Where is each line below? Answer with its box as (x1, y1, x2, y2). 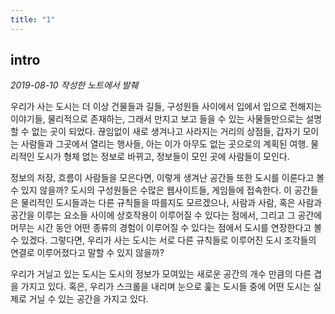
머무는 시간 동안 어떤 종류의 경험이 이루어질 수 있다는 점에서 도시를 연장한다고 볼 (10, 222, 323, 234)
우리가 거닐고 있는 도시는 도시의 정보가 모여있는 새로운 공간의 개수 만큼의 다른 (10, 268, 312, 280)
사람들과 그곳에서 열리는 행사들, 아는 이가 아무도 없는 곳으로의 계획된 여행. (20, 138, 309, 150)
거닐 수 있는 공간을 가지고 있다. (28, 293, 149, 305)
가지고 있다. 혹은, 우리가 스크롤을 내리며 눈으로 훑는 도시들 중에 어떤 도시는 (20, 281, 312, 293)
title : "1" (10, 14, 56, 25)
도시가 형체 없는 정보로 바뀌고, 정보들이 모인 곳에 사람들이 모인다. (36, 151, 290, 163)
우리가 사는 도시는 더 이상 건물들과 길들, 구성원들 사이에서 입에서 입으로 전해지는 (10, 101, 323, 113)
